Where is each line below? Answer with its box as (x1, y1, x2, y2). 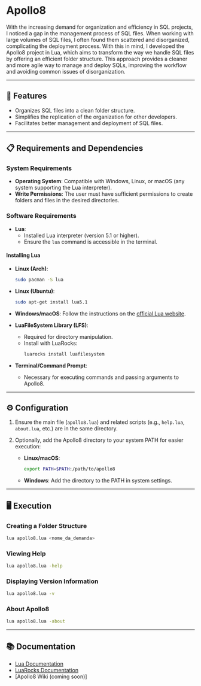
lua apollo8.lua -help (6, 563, 63, 569)
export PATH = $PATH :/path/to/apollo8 (23, 466, 115, 472)
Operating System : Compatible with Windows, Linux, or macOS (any (14, 178, 185, 185)
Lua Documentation (14, 660, 64, 667)
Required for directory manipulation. (23, 333, 113, 340)
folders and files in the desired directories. (14, 197, 120, 204)
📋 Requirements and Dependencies (6, 143, 144, 153)
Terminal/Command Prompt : (14, 362, 88, 369)
